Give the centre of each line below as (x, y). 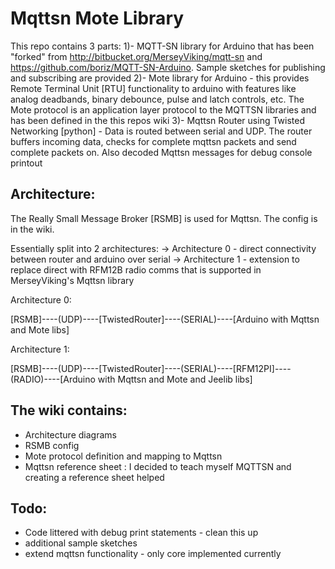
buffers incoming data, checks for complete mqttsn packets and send (153, 141)
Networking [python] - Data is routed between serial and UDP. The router (161, 131)
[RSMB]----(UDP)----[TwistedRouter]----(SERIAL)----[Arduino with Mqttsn (165, 319)
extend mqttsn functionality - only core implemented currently (153, 554)
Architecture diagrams (70, 434)
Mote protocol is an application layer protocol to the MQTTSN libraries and (163, 109)
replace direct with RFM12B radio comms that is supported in (136, 269)
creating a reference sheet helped (94, 477)
